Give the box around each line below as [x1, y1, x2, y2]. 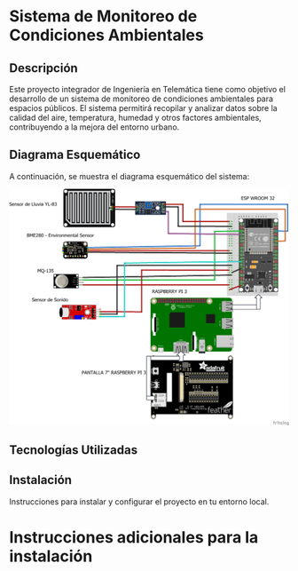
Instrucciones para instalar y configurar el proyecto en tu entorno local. [9, 496, 270, 507]
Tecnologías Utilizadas [9, 442, 138, 457]
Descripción [9, 60, 78, 75]
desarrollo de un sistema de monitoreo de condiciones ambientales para [9, 93, 273, 104]
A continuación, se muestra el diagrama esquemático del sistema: [9, 171, 250, 181]
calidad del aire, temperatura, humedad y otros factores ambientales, [9, 113, 262, 123]
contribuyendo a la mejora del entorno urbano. [9, 122, 180, 132]
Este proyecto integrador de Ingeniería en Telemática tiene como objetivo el [9, 84, 286, 94]
